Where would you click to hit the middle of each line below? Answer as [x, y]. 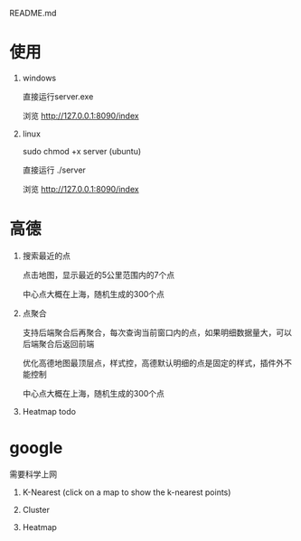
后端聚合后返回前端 [58, 343]
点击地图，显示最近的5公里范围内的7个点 [99, 275]
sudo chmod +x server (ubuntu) [82, 151]
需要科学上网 [33, 474]
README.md [33, 13]
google [36, 448]
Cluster [36, 509]
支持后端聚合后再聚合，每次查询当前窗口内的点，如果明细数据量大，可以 [157, 332]
